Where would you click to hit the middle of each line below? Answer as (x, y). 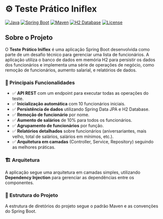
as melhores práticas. (34, 147)
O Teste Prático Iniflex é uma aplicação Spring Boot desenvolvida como (77, 49)
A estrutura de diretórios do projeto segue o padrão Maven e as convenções (82, 206)
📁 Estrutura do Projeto (32, 195)
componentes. (19, 183)
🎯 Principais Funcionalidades (40, 83)
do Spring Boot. (21, 211)
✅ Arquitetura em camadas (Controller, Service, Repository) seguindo (83, 142)
